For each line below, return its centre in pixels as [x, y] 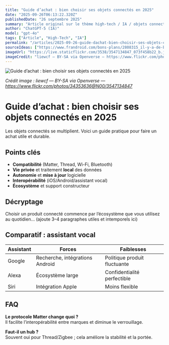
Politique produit [124, 257]
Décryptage [24, 202]
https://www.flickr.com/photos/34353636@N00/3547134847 [69, 86]
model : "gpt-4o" [22, 33]
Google [16, 261]
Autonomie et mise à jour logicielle [49, 175]
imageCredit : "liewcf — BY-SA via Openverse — [55, 57]
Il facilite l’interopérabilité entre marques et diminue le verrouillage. [74, 322]
